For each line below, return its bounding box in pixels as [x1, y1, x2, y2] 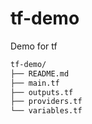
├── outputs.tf [10, 87, 74, 97]
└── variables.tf [10, 106, 83, 116]
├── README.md [10, 68, 70, 79]
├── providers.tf [10, 97, 83, 107]
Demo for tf [10, 40, 58, 52]
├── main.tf [10, 78, 60, 88]
